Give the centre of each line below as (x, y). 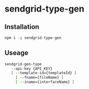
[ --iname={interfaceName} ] (45, 82)
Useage (17, 53)
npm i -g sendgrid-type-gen (33, 38)
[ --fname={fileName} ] (39, 78)
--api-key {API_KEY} (32, 69)
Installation (22, 27)
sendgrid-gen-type (23, 64)
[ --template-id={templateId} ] (44, 73)
